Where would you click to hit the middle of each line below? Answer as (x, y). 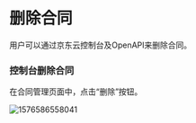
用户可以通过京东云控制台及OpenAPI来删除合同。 (101, 45)
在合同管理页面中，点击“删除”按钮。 (76, 92)
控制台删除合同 (42, 70)
